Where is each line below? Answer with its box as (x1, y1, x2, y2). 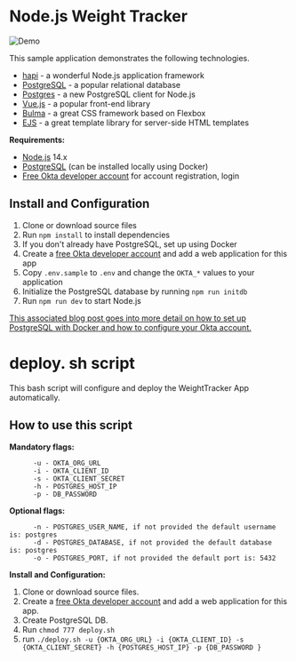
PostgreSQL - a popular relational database (21, 79, 181, 90)
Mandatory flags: (9, 442, 75, 452)
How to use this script (9, 418, 133, 433)
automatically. (9, 392, 60, 402)
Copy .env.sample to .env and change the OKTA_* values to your (21, 267, 255, 277)
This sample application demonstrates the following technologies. (9, 52, 251, 63)
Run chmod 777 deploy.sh (21, 624, 116, 634)
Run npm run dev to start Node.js (21, 295, 142, 306)
